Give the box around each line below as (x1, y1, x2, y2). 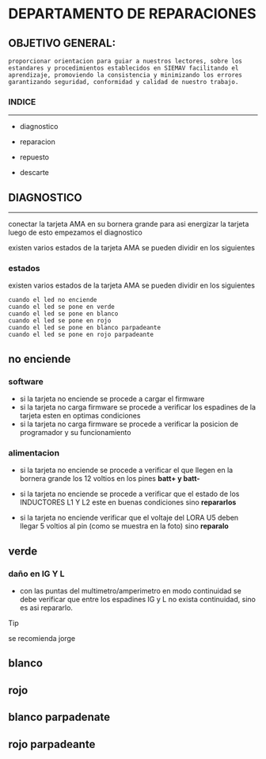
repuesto (19, 152, 50, 162)
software (8, 376, 44, 387)
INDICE (8, 96, 36, 107)
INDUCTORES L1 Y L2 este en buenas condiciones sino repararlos (19, 498, 237, 507)
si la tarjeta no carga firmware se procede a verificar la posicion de (19, 419, 239, 429)
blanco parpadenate (8, 711, 111, 724)
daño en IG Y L (8, 568, 65, 579)
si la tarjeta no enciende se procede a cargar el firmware (19, 394, 205, 404)
